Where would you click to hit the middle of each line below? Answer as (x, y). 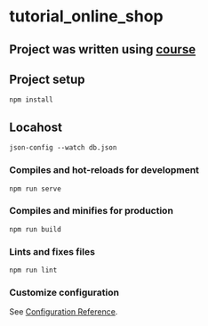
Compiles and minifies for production (91, 211)
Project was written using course (103, 49)
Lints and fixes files (52, 251)
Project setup (48, 79)
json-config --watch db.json (63, 148)
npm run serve (36, 189)
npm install (31, 100)
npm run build (36, 229)
